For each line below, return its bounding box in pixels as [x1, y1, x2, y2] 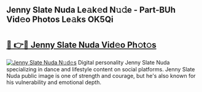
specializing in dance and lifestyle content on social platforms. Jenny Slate [6, 66, 195, 73]
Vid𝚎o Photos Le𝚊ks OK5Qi [6, 15, 114, 25]
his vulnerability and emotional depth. [6, 79, 101, 86]
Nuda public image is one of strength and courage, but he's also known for [6, 73, 196, 79]
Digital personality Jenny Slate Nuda [77, 59, 170, 66]
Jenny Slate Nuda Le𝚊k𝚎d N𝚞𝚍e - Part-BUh [6, 5, 176, 15]
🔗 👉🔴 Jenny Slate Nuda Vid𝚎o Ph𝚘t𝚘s [6, 40, 157, 50]
